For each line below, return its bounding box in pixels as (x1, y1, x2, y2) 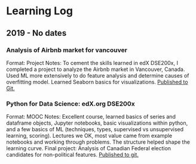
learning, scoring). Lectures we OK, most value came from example (6, 132, 172, 140)
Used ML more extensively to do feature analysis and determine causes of (6, 72, 189, 79)
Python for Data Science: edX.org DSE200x (6, 100, 136, 108)
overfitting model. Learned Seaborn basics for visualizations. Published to (6, 78, 188, 85)
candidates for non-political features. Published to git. (6, 151, 139, 159)
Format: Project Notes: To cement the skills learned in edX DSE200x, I (6, 59, 178, 66)
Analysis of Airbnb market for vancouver (6, 46, 127, 54)
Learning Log (6, 4, 73, 18)
